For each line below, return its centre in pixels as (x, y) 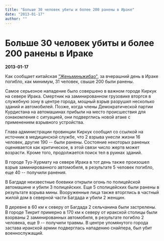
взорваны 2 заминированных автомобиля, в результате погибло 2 (75, 217)
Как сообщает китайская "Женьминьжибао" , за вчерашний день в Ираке (82, 76)
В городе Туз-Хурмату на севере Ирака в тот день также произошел (77, 162)
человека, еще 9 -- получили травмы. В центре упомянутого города (77, 223)
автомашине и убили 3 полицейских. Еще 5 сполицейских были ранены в (82, 187)
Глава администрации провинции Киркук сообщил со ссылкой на (74, 132)
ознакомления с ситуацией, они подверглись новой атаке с (68, 117)
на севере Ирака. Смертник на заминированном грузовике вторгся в (78, 96)
